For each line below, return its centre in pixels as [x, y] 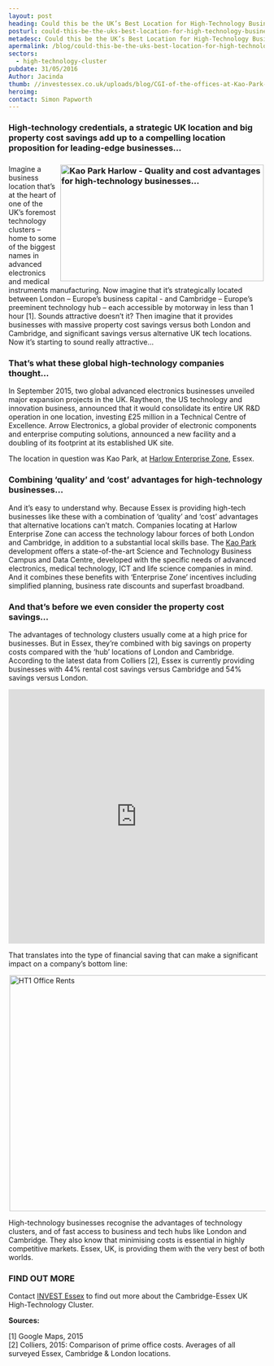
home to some [33, 239]
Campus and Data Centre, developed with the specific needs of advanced [133, 559]
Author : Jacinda [36, 77]
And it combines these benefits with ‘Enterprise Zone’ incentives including [133, 577]
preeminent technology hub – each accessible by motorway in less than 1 [131, 308]
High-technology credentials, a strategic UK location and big [131, 128]
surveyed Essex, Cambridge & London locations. [90, 1354]
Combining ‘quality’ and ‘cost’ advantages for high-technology [135, 479]
